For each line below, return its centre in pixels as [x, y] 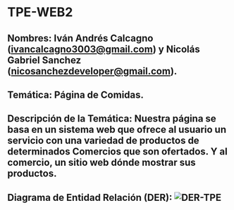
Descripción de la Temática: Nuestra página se [112, 119]
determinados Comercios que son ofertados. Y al [117, 152]
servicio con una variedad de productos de [103, 141]
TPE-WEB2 [40, 12]
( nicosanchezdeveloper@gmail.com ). [92, 71]
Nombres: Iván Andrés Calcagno [80, 38]
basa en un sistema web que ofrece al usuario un [117, 130]
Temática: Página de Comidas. [76, 94]
